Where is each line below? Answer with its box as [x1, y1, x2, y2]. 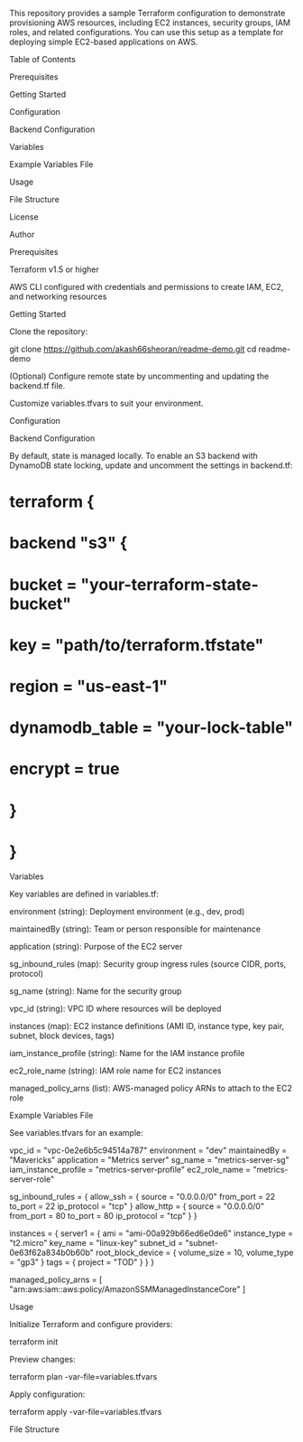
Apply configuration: [9, 1389, 86, 1400]
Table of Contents [9, 54, 77, 64]
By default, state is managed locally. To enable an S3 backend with [9, 451, 259, 461]
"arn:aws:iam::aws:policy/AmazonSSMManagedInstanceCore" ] [9, 1284, 246, 1295]
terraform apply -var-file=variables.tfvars [9, 1407, 162, 1418]
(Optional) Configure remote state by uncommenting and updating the [9, 370, 270, 381]
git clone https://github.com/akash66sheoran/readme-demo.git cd [9, 343, 257, 354]
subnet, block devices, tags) [9, 1030, 115, 1042]
